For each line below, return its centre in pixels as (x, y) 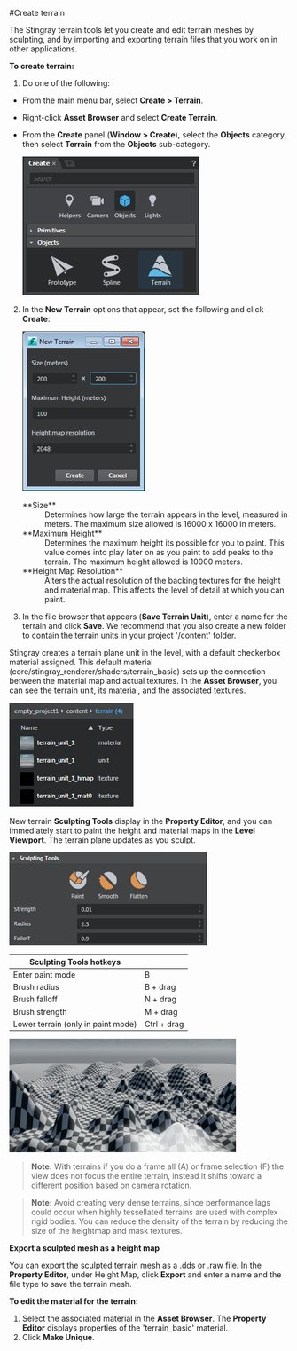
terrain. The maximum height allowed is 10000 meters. (144, 562)
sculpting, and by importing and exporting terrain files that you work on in (144, 39)
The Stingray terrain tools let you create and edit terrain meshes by (132, 30)
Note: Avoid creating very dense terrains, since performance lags (151, 1203)
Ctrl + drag (164, 1024)
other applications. (43, 49)
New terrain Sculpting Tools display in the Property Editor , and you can (141, 821)
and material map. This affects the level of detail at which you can (164, 590)
